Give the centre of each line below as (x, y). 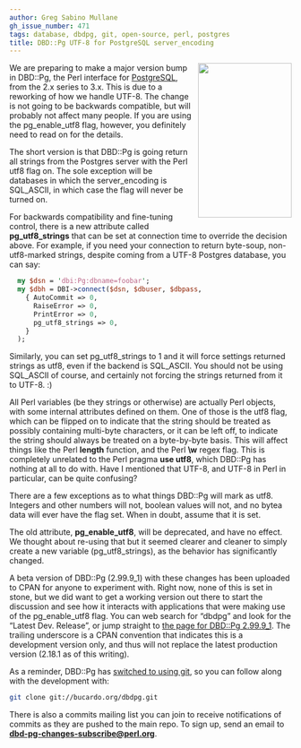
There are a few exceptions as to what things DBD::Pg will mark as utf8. (141, 496)
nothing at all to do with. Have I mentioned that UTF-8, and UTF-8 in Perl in (148, 469)
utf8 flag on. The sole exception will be (81, 171)
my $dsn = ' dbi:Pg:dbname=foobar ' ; (84, 281)
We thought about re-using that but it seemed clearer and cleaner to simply (148, 542)
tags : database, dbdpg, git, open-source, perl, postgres (120, 34)
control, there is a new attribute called (79, 227)
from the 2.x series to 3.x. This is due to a (86, 87)
